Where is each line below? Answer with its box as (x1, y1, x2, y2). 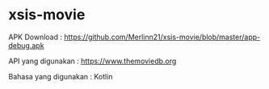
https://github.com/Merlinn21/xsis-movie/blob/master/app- (64, 32, 261, 42)
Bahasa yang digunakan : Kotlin (8, 71, 113, 81)
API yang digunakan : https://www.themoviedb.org (8, 56, 177, 66)
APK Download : (8, 32, 63, 42)
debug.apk (8, 40, 44, 50)
